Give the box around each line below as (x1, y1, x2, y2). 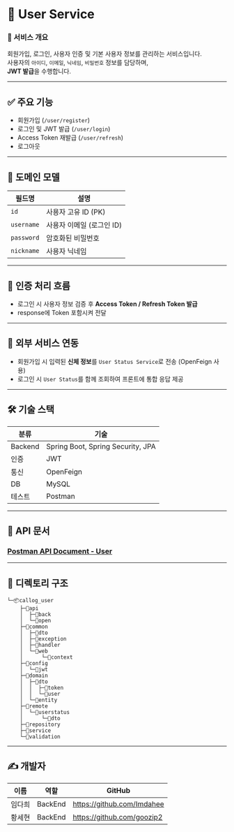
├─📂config (19, 660, 49, 667)
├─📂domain (19, 672, 49, 680)
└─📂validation (19, 734, 61, 740)
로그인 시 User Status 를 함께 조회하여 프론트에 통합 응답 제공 (17, 374, 184, 383)
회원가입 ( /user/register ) (17, 116, 91, 124)
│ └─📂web (19, 648, 49, 655)
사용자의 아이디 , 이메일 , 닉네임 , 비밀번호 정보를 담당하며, (7, 59, 148, 67)
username (10, 221, 40, 229)
